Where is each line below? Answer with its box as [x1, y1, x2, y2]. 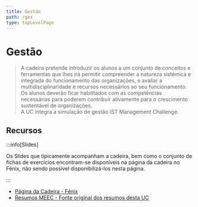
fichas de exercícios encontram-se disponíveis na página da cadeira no [6, 159, 180, 166]
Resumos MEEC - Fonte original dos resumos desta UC [14, 194, 150, 201]
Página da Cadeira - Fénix [14, 188, 78, 195]
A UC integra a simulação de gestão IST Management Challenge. [20, 109, 179, 116]
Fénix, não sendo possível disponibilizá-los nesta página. [6, 165, 145, 172]
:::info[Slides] [6, 141, 39, 148]
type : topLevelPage [6, 19, 54, 25]
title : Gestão [6, 8, 41, 15]
